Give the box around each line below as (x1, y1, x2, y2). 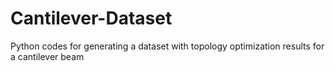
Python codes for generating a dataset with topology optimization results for (10, 40, 325, 52)
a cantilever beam (10, 50, 85, 62)
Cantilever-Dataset (10, 7, 173, 30)
